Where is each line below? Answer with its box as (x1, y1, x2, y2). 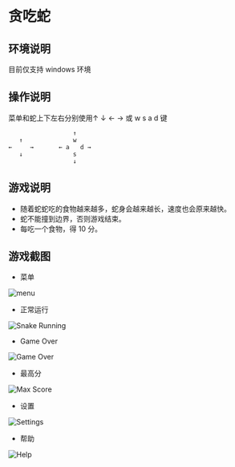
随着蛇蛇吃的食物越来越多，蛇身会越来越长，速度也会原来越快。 (19, 204, 231, 213)
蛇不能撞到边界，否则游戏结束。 (19, 213, 126, 223)
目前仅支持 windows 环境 (8, 65, 91, 74)
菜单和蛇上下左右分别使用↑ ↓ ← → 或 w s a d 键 (8, 113, 168, 123)
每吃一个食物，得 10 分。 (19, 224, 103, 233)
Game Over (19, 336, 59, 346)
